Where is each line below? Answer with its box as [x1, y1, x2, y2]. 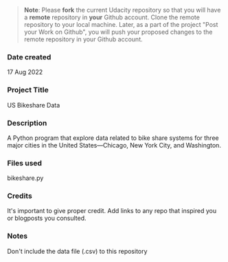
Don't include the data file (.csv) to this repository [7, 247, 148, 255]
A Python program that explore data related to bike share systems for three [7, 134, 219, 142]
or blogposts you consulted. [7, 214, 87, 223]
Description [7, 118, 47, 128]
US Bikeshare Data [7, 101, 60, 109]
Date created [7, 52, 52, 61]
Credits [7, 191, 32, 201]
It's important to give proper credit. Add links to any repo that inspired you [7, 207, 217, 215]
